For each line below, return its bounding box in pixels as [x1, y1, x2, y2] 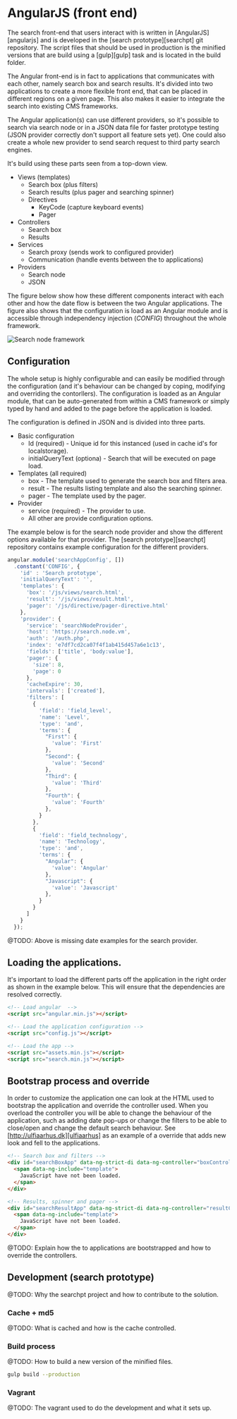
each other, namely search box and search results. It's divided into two [7, 79, 214, 87]
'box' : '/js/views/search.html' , [25, 589, 125, 597]
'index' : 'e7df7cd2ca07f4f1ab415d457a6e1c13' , [25, 642, 166, 649]
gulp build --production [7, 1371, 80, 1378]
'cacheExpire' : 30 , [25, 681, 83, 688]
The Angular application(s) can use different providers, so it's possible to [7, 115, 219, 124]
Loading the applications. [7, 957, 122, 969]
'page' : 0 [32, 668, 61, 675]
